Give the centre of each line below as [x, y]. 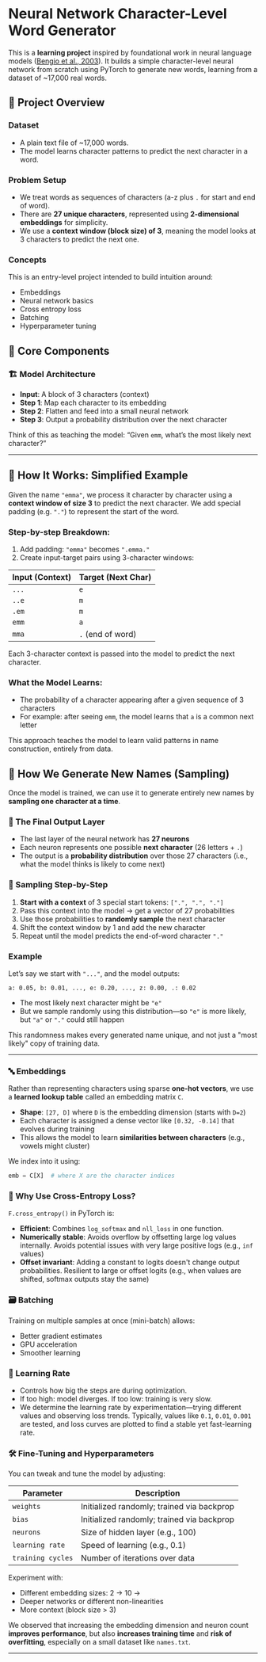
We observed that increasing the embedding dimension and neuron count [129, 1626]
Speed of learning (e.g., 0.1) [133, 1546]
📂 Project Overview [57, 103]
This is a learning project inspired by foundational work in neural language [130, 52]
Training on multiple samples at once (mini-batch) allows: [102, 1321]
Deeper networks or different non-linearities [91, 1602]
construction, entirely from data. [61, 749]
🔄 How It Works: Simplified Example [98, 476]
